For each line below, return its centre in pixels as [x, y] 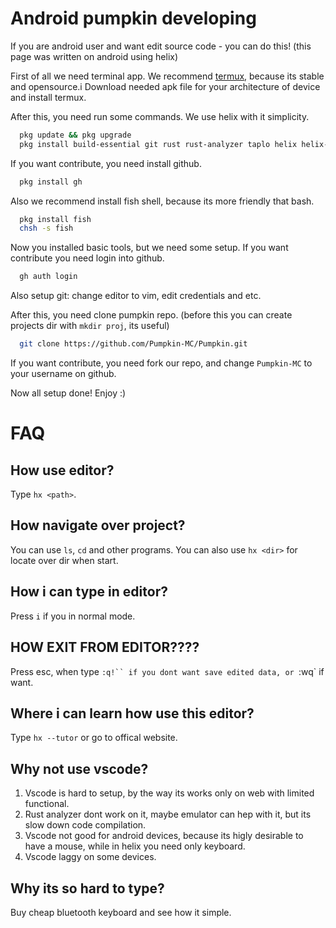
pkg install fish [55, 219]
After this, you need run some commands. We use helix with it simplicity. [160, 116]
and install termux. [48, 97]
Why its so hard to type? [87, 888]
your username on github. [63, 374]
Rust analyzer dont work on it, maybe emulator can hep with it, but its [168, 814]
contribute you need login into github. [87, 258]
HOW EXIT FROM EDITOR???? [105, 647]
